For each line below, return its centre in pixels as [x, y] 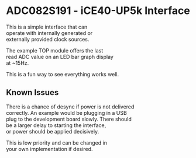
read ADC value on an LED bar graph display [60, 57]
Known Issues [32, 92]
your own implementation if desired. [49, 149]
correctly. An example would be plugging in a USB [66, 113]
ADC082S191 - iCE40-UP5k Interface [98, 11]
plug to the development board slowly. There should [69, 119]
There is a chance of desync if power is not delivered [70, 107]
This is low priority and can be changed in [56, 143]
